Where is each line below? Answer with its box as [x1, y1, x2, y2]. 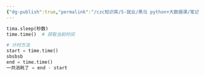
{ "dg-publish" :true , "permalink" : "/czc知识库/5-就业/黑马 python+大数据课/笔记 [6, 9, 200, 15]
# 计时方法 [6, 42, 31, 49]
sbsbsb [6, 54, 23, 60]
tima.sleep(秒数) [6, 26, 49, 32]
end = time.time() [6, 59, 53, 65]
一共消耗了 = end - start [6, 64, 68, 71]
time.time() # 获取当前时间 [6, 31, 75, 37]
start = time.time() [6, 48, 59, 54]
